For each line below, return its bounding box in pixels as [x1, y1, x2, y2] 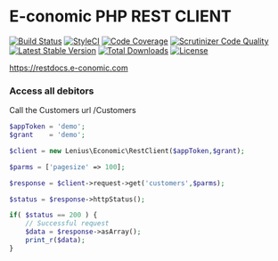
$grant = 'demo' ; [9, 131, 86, 140]
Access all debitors [9, 85, 94, 97]
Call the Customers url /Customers [9, 105, 136, 116]
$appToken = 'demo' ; [9, 122, 86, 131]
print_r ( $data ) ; [25, 236, 86, 245]
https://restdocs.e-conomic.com [9, 62, 128, 73]
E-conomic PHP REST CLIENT [9, 6, 232, 27]
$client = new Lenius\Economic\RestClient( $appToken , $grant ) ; [9, 146, 245, 155]
